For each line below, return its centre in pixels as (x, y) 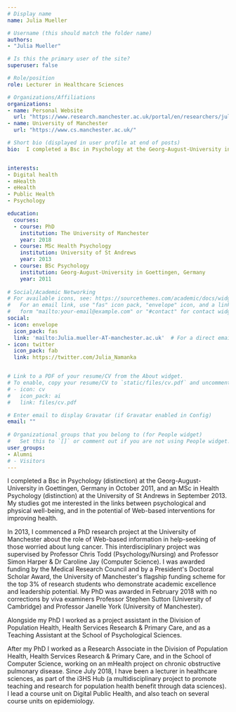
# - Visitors (26, 461)
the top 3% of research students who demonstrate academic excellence (112, 584)
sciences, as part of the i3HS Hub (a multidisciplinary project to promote (112, 679)
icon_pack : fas (36, 331)
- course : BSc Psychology (52, 266)
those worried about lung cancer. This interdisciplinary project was (104, 547)
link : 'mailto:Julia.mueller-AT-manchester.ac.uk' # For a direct (114, 338)
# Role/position (31, 78)
